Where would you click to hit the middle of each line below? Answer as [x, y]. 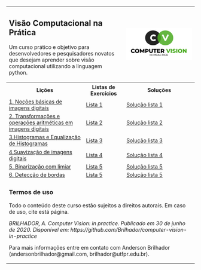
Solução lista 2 [145, 122]
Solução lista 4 [145, 155]
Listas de [103, 87]
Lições [45, 90]
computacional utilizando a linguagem [56, 66]
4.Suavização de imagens [41, 152]
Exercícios [104, 93]
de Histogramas [28, 143]
